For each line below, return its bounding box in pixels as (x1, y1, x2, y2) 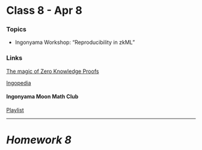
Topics (6, 25, 27, 34)
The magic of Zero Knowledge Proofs (6, 67, 99, 75)
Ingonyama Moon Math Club (6, 93, 79, 100)
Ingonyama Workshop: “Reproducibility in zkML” (14, 39, 135, 46)
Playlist (6, 106, 24, 113)
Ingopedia (6, 79, 31, 86)
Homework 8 (6, 133, 72, 147)
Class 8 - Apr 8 (6, 4, 82, 17)
